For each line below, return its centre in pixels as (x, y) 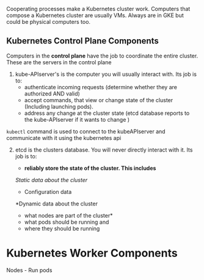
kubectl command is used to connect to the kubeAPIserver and (86, 131)
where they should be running (62, 228)
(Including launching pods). (59, 106)
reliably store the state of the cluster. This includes (90, 168)
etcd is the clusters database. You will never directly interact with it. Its (104, 150)
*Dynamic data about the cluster (56, 204)
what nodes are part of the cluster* (68, 215)
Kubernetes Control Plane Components (82, 41)
